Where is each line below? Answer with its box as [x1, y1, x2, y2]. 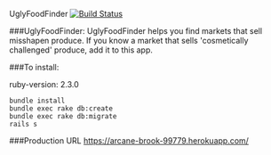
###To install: [9, 62, 60, 72]
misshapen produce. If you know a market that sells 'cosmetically [9, 36, 249, 45]
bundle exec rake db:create [9, 104, 114, 113]
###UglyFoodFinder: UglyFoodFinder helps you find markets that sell [9, 26, 263, 36]
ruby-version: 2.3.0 [9, 79, 80, 89]
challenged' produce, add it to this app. [9, 45, 154, 55]
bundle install [9, 96, 66, 105]
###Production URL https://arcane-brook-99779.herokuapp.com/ [9, 135, 249, 146]
